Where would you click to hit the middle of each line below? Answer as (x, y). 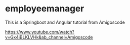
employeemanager (45, 9)
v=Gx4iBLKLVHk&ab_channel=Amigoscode (49, 37)
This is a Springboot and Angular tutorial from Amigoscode (65, 22)
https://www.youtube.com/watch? (40, 32)
